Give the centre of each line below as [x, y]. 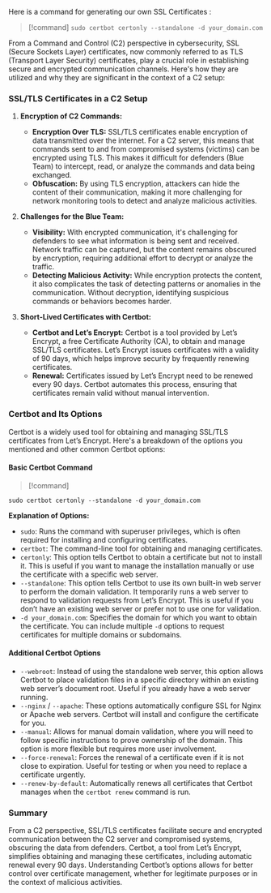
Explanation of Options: [49, 515]
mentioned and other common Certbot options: [87, 449]
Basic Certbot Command [51, 468]
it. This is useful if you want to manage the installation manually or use [137, 565]
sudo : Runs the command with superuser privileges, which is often [130, 531]
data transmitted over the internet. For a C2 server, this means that [143, 140]
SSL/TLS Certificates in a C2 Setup [78, 98]
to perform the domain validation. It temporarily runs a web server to [134, 591]
